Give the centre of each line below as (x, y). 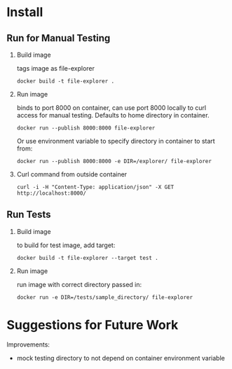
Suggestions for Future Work (93, 325)
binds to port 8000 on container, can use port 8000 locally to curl (111, 108)
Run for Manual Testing (59, 38)
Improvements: (28, 344)
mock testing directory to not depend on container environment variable (121, 358)
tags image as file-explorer (56, 68)
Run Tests (29, 215)
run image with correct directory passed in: (79, 284)
